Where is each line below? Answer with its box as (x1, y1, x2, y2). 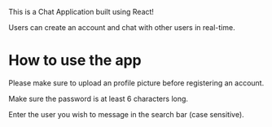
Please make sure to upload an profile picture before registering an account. (8, 77, 265, 88)
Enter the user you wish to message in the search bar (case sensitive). (8, 109, 244, 119)
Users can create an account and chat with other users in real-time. (8, 23, 235, 32)
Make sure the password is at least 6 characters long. (8, 94, 189, 103)
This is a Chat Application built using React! (8, 7, 155, 16)
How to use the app (8, 51, 142, 70)
